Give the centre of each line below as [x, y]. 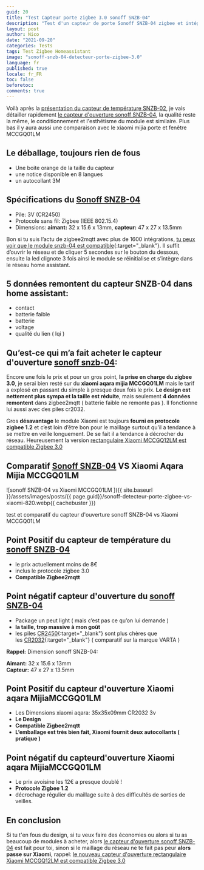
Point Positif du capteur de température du [89, 540]
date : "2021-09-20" [31, 40]
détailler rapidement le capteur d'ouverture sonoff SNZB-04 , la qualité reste [101, 114]
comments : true [25, 91]
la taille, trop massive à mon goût [58, 627]
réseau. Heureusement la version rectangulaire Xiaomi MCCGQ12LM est [97, 440]
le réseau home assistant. [39, 265]
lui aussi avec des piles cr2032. [46, 409]
